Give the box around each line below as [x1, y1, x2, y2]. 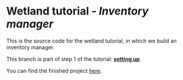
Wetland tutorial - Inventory [6, 4, 149, 18]
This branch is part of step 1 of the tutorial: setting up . [6, 55, 141, 62]
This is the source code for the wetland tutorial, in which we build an [6, 37, 177, 44]
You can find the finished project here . [6, 67, 102, 74]
